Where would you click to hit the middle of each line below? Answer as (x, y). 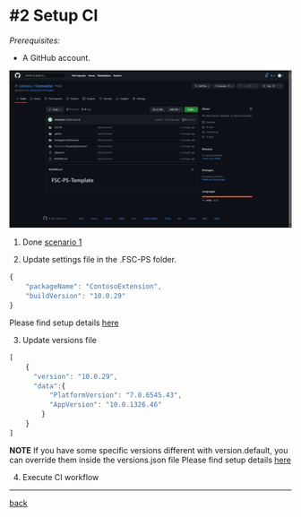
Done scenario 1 (52, 242)
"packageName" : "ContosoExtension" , (94, 287)
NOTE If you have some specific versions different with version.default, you (149, 450)
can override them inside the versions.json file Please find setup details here (150, 460)
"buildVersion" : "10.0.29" (76, 297)
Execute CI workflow (60, 477)
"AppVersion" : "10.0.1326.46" (106, 405)
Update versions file (59, 340)
